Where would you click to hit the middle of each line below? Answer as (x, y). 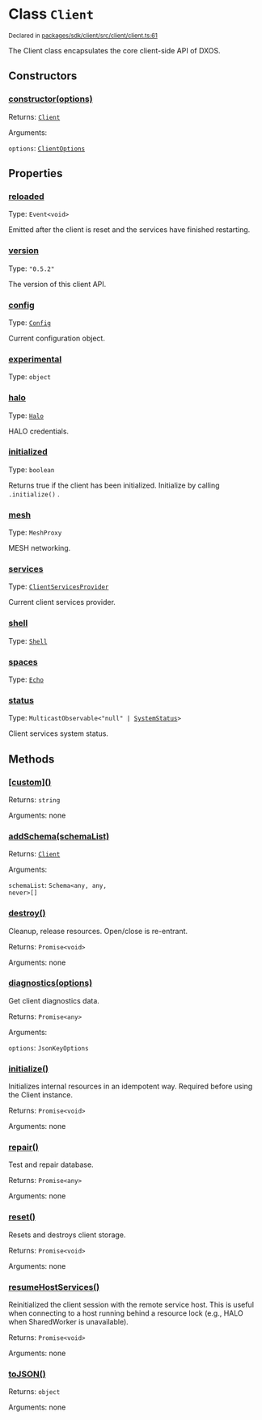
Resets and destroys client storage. (67, 1235)
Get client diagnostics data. (54, 1000)
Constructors (43, 76)
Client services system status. (59, 733)
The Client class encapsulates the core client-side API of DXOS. (114, 50)
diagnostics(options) (51, 983)
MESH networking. (40, 548)
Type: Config (30, 322)
